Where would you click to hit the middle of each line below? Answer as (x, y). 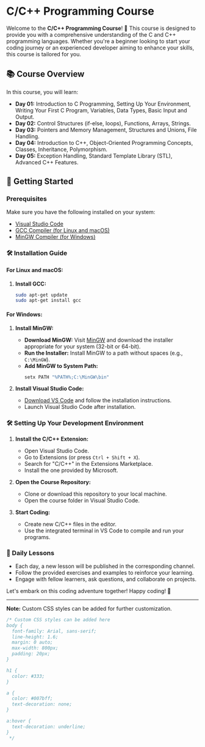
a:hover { (19, 721)
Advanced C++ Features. (47, 162)
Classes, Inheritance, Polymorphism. (61, 149)
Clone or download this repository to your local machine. (95, 494)
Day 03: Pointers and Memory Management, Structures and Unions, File (106, 130)
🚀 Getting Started (40, 182)
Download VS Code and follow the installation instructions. (98, 400)
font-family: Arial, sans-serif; (54, 631)
